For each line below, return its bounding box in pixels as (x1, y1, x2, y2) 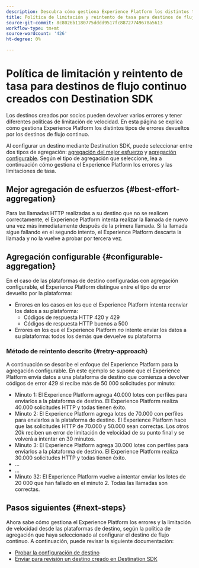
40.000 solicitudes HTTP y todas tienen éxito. (14, 404, 127, 411)
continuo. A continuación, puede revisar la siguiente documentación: (6, 537, 174, 544)
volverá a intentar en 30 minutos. (14, 435, 96, 442)
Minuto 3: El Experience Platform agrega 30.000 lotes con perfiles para (14, 441, 188, 448)
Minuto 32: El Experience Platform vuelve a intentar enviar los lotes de (14, 473, 187, 480)
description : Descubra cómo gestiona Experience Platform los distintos (6, 8, 190, 15)
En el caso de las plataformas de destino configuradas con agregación (6, 277, 179, 284)
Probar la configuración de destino (14, 549, 99, 556)
